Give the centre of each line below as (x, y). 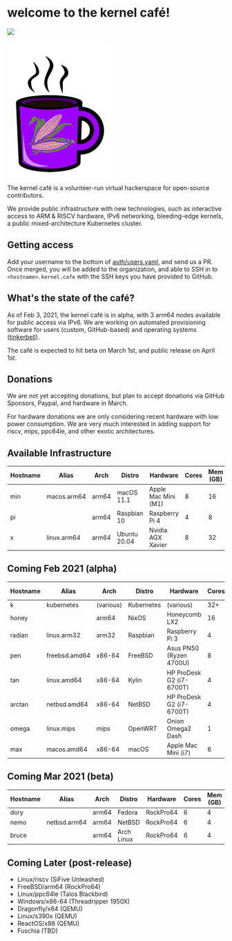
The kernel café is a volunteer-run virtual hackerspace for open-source (108, 187)
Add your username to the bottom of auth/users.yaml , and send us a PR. (110, 261)
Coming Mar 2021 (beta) (60, 777)
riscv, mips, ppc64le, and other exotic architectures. (81, 431)
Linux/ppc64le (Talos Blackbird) (62, 894)
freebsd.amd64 (68, 655)
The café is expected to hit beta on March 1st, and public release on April (111, 350)
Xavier (158, 545)
